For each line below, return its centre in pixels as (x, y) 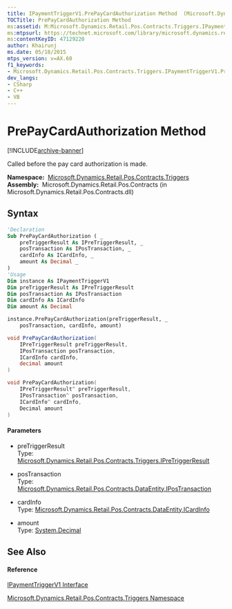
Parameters (24, 430)
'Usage (17, 274)
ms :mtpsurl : (24, 33)
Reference (22, 569)
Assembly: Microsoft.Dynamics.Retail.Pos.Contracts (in (87, 185)
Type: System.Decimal (49, 530)
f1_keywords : (26, 65)
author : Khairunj (32, 46)
